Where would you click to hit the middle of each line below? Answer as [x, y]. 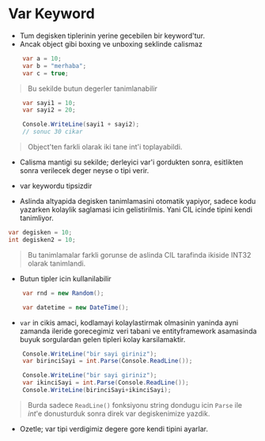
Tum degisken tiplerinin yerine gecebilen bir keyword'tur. [112, 36]
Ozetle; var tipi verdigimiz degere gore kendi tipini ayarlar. [114, 428]
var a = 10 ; [42, 58]
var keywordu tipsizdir [56, 186]
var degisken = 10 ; [40, 233]
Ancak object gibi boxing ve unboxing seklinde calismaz [111, 43]
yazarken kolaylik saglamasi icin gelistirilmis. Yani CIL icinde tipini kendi [136, 209]
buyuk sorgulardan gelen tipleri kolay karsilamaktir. [102, 339]
